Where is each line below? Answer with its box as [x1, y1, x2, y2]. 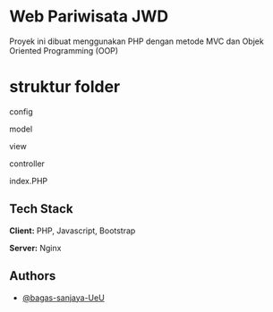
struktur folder [9, 77, 121, 97]
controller [9, 158, 45, 169]
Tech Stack [9, 201, 73, 216]
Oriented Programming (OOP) [9, 45, 119, 55]
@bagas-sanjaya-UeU [21, 292, 105, 303]
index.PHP [9, 175, 48, 186]
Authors [9, 268, 56, 283]
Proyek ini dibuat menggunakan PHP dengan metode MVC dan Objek [9, 36, 264, 46]
